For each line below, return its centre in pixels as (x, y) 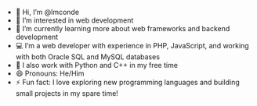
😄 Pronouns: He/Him (50, 73)
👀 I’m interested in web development (74, 20)
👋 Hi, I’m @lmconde (47, 12)
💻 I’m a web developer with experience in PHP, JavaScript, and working (132, 46)
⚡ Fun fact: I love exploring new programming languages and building (128, 82)
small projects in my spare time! (67, 93)
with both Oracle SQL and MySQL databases (88, 57)
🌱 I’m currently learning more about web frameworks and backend (123, 28)
